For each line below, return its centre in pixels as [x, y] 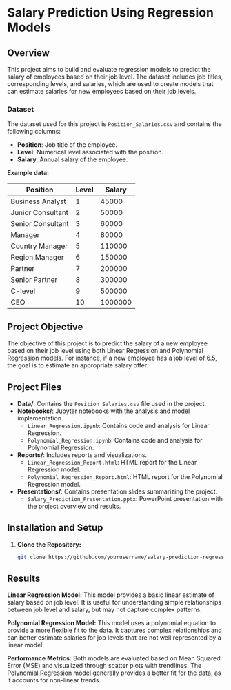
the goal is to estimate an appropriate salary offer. [78, 365]
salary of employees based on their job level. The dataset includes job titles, [115, 77]
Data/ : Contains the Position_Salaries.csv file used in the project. [112, 403]
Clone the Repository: [49, 544]
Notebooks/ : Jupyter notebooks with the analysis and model [103, 411]
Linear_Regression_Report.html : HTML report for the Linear [112, 462]
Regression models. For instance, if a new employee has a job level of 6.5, [112, 358]
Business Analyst [39, 201]
